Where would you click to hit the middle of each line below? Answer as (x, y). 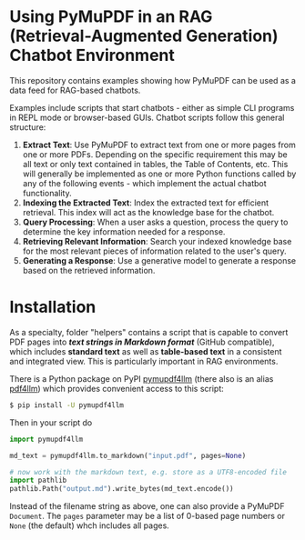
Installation (53, 307)
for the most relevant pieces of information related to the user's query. (154, 251)
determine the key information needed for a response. (124, 231)
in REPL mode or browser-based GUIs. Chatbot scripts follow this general (147, 117)
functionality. (47, 193)
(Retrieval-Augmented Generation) (144, 36)
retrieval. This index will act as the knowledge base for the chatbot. (148, 212)
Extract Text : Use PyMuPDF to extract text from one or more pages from (159, 145)
